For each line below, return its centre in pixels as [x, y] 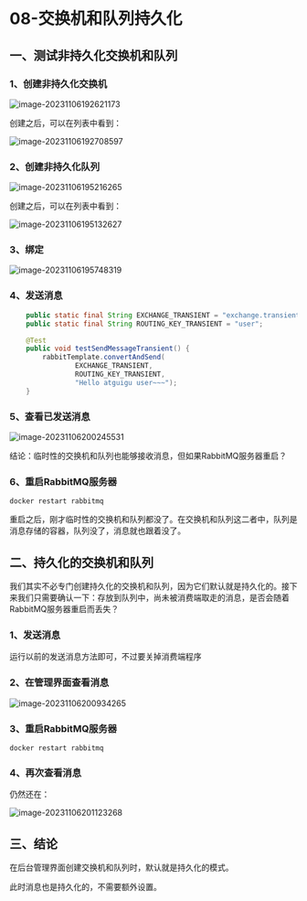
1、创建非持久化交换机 [58, 83]
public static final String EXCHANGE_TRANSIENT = [122, 315]
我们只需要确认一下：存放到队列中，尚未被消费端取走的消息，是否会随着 [153, 598]
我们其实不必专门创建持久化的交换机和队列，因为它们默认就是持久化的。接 [149, 586]
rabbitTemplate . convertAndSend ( [104, 358]
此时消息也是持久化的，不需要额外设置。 [85, 887]
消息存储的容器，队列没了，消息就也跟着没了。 [97, 531]
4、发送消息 [36, 295]
